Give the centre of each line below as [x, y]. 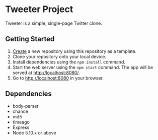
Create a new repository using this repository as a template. [74, 51]
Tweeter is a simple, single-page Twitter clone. [54, 23]
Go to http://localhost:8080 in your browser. [58, 78]
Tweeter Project [39, 9]
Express [21, 127]
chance [20, 111]
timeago [21, 122]
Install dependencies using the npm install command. [69, 62]
